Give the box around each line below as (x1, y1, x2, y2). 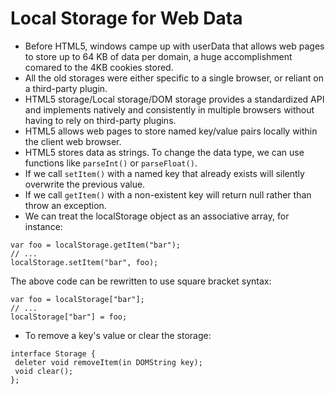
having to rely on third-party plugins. (24, 114, 177, 126)
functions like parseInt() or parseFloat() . (24, 157, 198, 169)
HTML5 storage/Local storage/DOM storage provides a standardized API (24, 93, 325, 105)
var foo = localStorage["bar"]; (10, 294, 145, 304)
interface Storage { (10, 348, 97, 359)
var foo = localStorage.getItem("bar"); (10, 240, 182, 250)
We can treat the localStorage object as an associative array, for (24, 210, 290, 222)
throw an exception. (24, 199, 107, 211)
